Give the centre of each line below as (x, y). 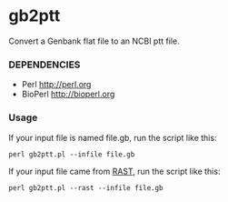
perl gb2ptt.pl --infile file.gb (72, 154)
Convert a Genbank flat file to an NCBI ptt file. (94, 41)
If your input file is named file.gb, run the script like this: (113, 137)
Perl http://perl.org (56, 85)
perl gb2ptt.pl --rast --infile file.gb (86, 187)
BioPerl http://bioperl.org (68, 94)
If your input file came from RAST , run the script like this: (114, 171)
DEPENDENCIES (45, 65)
